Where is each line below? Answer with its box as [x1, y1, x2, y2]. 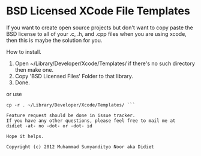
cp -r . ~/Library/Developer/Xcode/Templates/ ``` [6, 102, 136, 108]
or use [6, 90, 22, 97]
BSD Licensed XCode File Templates [6, 4, 190, 18]
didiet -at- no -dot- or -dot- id [6, 123, 93, 129]
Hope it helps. [6, 133, 44, 139]
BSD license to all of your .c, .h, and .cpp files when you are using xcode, [6, 30, 187, 37]
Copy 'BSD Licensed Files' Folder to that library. [14, 72, 134, 79]
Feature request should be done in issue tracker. [6, 112, 136, 118]
